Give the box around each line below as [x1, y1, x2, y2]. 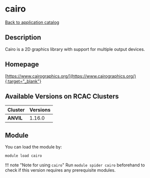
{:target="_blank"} [5, 78, 42, 84]
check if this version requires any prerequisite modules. [5, 167, 116, 173]
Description [5, 33, 41, 42]
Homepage [5, 60, 39, 69]
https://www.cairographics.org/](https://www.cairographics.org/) [6, 73, 136, 79]
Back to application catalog [5, 19, 60, 25]
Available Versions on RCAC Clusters [5, 92, 119, 100]
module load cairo [5, 153, 42, 158]
